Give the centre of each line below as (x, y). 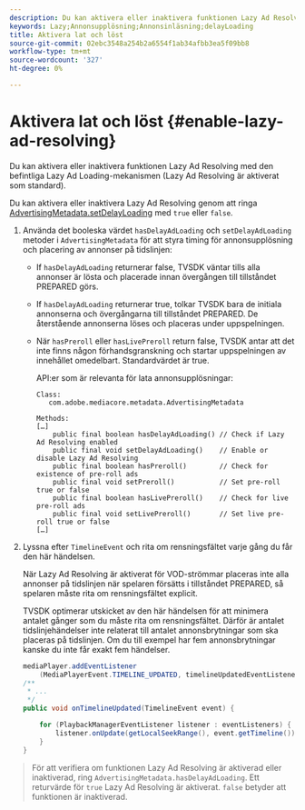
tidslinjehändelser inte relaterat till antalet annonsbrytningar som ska (150, 630)
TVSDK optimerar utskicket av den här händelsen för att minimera (146, 611)
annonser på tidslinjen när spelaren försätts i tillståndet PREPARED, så (153, 584)
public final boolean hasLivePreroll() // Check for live (171, 498)
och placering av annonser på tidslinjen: (97, 249)
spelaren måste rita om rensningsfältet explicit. (110, 593)
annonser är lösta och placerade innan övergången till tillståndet (156, 276)
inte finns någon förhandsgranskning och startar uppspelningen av (161, 350)
